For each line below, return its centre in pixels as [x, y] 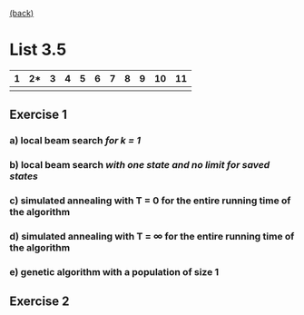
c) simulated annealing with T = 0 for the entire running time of [150, 201]
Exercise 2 [39, 302]
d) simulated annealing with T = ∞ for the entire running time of [152, 237]
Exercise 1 [39, 115]
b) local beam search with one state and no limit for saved [140, 165]
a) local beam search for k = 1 [75, 141]
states [24, 176]
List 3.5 [38, 50]
